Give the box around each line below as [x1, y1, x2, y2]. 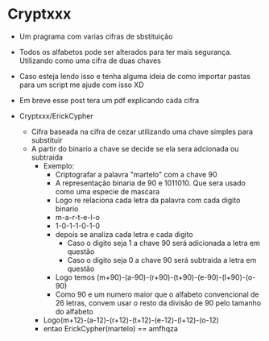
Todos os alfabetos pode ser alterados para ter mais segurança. [19, 47, 233, 56]
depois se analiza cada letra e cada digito [55, 229, 194, 239]
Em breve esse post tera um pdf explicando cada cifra [19, 95, 200, 105]
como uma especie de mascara [55, 186, 160, 196]
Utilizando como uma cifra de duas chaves [19, 56, 162, 65]
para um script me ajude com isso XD [19, 80, 144, 89]
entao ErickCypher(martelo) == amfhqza [43, 323, 179, 333]
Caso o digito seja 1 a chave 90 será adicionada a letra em [67, 238, 261, 247]
